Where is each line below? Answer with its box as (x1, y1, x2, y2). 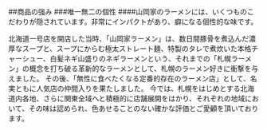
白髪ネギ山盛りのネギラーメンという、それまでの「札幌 (49, 54, 232, 63)
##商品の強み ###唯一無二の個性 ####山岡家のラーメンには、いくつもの (8, 7, 248, 16)
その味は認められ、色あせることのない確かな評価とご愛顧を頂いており (28, 104, 259, 113)
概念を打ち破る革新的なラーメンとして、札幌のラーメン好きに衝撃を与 (29, 64, 259, 73)
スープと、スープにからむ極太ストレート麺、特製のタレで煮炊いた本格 (22, 44, 252, 53)
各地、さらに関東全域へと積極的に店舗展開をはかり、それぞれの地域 (22, 94, 245, 103)
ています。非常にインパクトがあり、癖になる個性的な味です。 (57, 17, 258, 26)
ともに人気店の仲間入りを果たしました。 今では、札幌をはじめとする (14, 84, 241, 93)
